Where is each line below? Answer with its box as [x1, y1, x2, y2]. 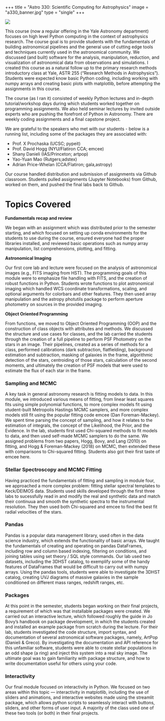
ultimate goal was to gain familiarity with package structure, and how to [5, 655, 150, 661]
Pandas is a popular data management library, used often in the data [5, 532, 144, 538]
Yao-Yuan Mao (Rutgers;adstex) [12, 156, 77, 162]
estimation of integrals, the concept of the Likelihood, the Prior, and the [5, 422, 150, 428]
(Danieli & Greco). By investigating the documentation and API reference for [5, 640, 159, 646]
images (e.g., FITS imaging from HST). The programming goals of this [5, 270, 147, 275]
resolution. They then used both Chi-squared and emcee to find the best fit [5, 504, 158, 510]
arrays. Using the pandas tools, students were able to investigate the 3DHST [5, 569, 160, 575]
